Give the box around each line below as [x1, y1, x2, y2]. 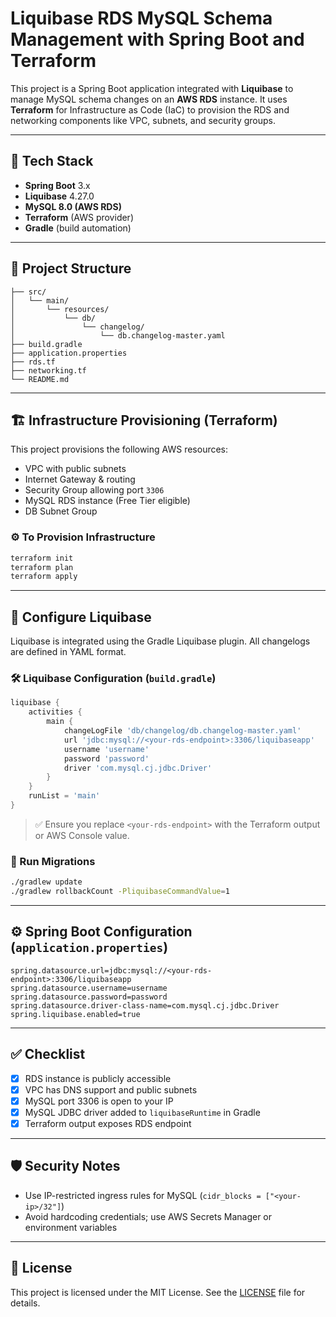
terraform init [10, 553, 74, 563]
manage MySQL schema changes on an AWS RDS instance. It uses [10, 93, 288, 105]
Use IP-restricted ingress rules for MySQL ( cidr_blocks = [24, 1189, 262, 1201]
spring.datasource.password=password [10, 992, 168, 1002]
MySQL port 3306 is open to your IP [24, 1095, 174, 1107]
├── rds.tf [10, 357, 56, 367]
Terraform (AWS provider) [24, 211, 134, 223]
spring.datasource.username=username [10, 983, 168, 993]
